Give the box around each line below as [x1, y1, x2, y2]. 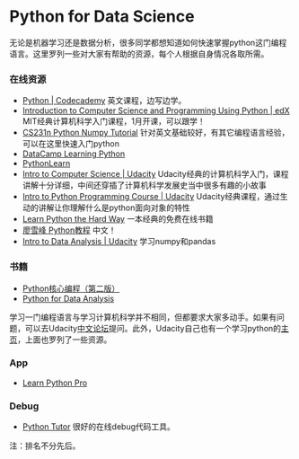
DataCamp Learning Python [22, 148, 126, 159]
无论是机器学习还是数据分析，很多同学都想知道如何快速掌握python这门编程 [9, 37, 287, 48]
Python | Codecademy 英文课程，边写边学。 [22, 95, 187, 106]
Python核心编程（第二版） [22, 283, 120, 294]
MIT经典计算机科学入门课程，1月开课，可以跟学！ [22, 116, 206, 127]
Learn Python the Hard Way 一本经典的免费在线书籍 [22, 214, 214, 225]
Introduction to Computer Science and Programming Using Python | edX [22, 105, 290, 116]
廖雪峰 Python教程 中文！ [22, 225, 117, 235]
